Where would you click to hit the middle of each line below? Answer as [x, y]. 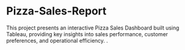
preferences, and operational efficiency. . [57, 40]
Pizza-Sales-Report [56, 11]
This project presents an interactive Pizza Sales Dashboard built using [93, 28]
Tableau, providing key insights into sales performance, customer [87, 34]
